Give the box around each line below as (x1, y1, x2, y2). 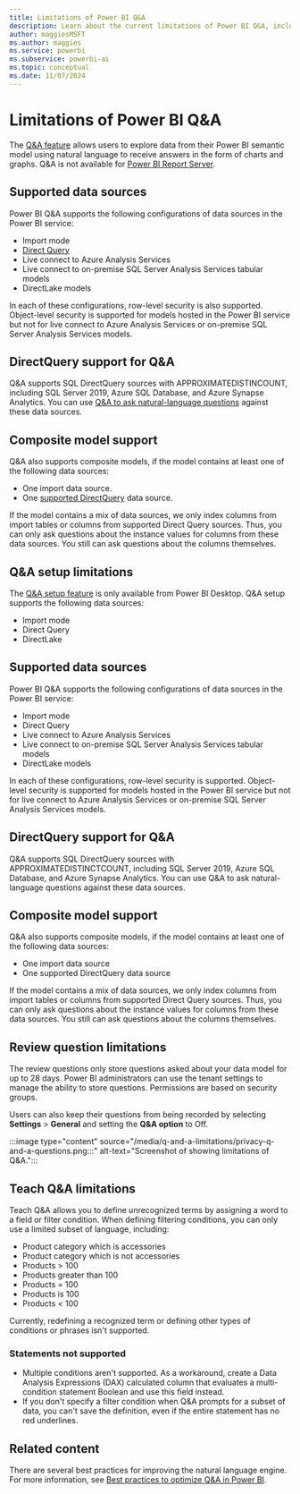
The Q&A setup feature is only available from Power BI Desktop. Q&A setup (9, 588, 286, 598)
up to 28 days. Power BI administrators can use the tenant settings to (9, 1073, 263, 1083)
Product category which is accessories (21, 1241, 167, 1252)
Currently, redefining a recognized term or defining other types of (9, 1316, 252, 1326)
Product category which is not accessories (21, 1251, 180, 1261)
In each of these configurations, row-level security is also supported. (9, 300, 263, 310)
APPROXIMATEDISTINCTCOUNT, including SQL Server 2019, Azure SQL (9, 862, 275, 873)
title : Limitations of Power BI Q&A (9, 13, 146, 22)
